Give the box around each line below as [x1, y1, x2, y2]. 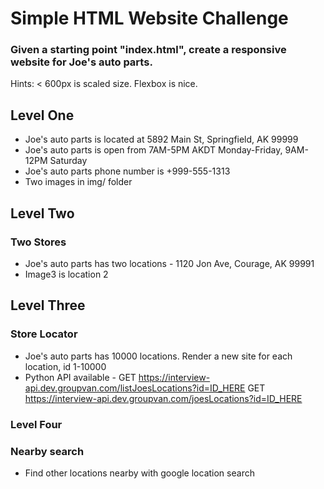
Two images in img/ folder [24, 176, 133, 188]
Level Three [10, 297, 86, 314]
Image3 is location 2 [24, 268, 109, 280]
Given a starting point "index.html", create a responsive [10, 43, 287, 57]
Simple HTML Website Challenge [10, 7, 289, 30]
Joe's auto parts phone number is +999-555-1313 [24, 165, 231, 177]
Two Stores [10, 235, 67, 249]
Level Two [10, 205, 75, 222]
